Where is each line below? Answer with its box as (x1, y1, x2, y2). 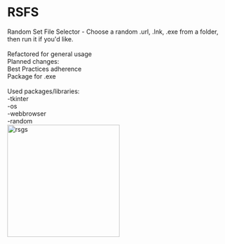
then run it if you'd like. (7, 34, 74, 43)
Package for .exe (7, 72, 56, 81)
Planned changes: (7, 57, 60, 65)
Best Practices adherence (7, 65, 82, 73)
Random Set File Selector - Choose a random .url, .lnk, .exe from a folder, (7, 27, 219, 36)
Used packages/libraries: (7, 87, 80, 95)
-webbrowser (7, 109, 47, 118)
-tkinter (7, 94, 29, 102)
